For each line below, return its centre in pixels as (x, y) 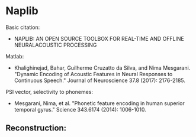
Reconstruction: (36, 128)
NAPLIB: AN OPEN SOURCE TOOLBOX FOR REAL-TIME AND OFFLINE (99, 38)
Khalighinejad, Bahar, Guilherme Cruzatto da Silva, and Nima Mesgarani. (102, 68)
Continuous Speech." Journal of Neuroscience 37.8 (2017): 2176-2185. (100, 80)
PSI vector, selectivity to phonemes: (49, 92)
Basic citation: (23, 27)
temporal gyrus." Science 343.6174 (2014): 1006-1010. (80, 109)
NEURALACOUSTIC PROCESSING (55, 45)
